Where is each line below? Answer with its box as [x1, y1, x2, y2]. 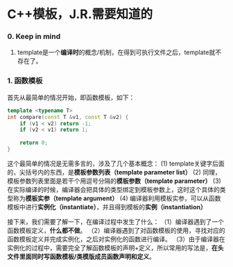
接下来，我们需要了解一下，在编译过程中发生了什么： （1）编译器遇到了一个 [7, 217, 224, 226]
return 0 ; [19, 140, 49, 147]
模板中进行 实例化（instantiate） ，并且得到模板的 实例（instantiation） [7, 202, 207, 211]
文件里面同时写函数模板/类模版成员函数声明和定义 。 [7, 252, 156, 261]
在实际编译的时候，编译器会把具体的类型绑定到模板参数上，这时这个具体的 [7, 185, 220, 193]
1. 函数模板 [7, 76, 43, 86]
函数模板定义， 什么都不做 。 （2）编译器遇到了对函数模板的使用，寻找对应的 [7, 226, 225, 234]
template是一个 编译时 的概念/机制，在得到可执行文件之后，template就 [17, 48, 216, 56]
